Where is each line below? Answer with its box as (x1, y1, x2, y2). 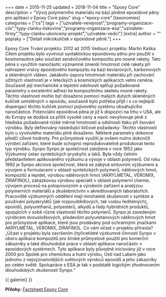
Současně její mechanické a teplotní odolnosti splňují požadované (5, 82, 140, 88)
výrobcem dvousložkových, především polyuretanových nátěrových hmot (5, 215, 156, 220)
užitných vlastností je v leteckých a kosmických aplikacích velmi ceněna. (5, 77, 154, 83)
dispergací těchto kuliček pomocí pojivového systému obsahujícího (5, 104, 143, 109)
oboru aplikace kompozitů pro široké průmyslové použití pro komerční (5, 235, 148, 241)
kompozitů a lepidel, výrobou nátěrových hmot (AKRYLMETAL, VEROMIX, (5, 172, 155, 178)
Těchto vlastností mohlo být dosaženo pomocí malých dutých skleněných (5, 93, 156, 99)
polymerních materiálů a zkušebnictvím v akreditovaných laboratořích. (5, 188, 149, 194)
